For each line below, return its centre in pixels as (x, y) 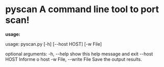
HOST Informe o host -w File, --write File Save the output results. (74, 59)
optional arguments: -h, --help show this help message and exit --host (79, 54)
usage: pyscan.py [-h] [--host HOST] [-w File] (53, 44)
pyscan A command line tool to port (82, 9)
